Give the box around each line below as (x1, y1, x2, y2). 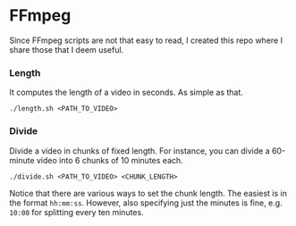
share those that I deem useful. (9, 44, 124, 54)
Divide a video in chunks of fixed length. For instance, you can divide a (9, 145, 270, 156)
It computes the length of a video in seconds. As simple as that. (9, 87, 244, 98)
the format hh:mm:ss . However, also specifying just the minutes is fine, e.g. (9, 197, 283, 208)
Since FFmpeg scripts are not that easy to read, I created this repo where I (9, 35, 283, 46)
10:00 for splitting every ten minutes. (9, 206, 145, 217)
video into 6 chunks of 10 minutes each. (36, 155, 183, 165)
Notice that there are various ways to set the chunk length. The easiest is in (9, 188, 288, 198)
